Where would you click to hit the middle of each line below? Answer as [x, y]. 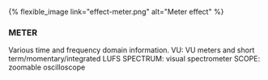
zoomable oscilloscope [47, 67]
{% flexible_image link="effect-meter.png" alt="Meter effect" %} [116, 12]
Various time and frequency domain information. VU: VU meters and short [132, 50]
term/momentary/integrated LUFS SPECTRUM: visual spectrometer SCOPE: [134, 59]
